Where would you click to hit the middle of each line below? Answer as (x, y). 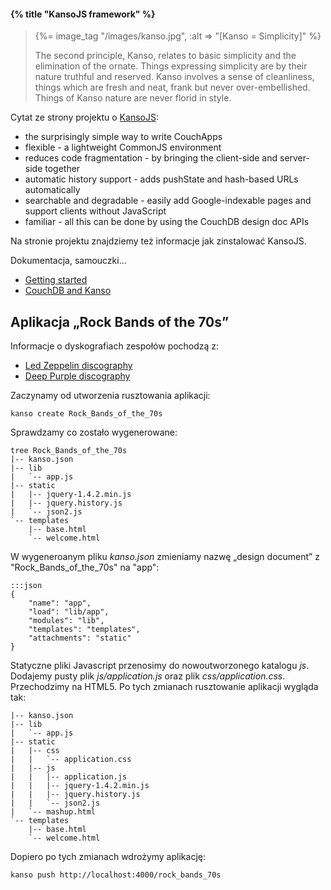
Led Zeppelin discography (78, 366)
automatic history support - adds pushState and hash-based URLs (161, 179)
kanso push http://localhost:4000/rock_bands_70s (116, 875)
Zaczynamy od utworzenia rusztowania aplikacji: (110, 396)
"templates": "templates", (84, 630)
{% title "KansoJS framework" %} (83, 14)
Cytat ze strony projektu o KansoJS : (84, 117)
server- (294, 158)
